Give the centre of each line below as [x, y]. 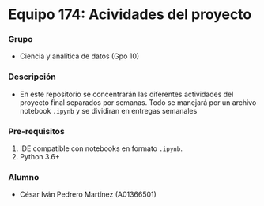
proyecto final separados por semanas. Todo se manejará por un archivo [138, 102]
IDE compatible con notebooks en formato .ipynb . [101, 148]
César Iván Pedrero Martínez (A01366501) [88, 194]
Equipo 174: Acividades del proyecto [130, 15]
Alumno [24, 177]
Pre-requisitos [36, 131]
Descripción [32, 77]
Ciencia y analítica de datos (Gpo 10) [79, 56]
